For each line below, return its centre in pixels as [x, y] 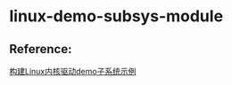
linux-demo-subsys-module [116, 16]
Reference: [41, 49]
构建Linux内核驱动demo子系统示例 [73, 71]
